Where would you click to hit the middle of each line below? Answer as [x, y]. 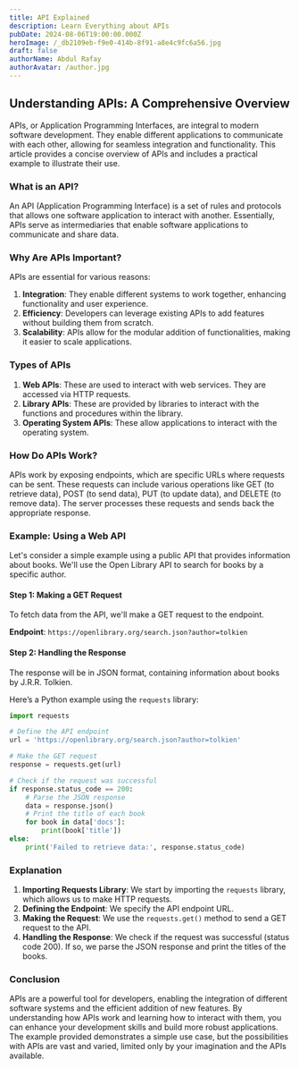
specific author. [38, 574]
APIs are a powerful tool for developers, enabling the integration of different [149, 999]
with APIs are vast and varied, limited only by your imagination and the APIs [148, 1047]
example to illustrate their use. [65, 163]
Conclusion [35, 979]
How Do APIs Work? [54, 455]
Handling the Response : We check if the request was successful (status [156, 937]
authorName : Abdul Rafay [55, 59]
